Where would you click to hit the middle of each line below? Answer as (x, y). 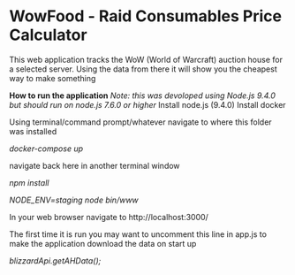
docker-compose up (46, 149)
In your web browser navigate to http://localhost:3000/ (109, 217)
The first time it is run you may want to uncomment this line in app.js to (138, 234)
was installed (33, 131)
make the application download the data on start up (103, 243)
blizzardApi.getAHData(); (55, 260)
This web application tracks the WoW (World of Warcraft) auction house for (146, 59)
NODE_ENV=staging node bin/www (74, 200)
